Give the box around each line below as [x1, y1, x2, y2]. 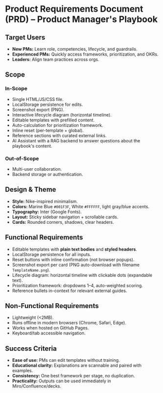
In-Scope [5, 85, 28, 92]
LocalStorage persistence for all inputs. [12, 251, 91, 257]
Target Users [5, 33, 45, 41]
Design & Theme [5, 185, 56, 194]
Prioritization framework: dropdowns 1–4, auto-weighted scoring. [12, 282, 143, 288]
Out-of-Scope [5, 155, 39, 162]
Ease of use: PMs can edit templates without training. [12, 357, 120, 363]
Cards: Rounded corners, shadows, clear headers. [12, 219, 114, 225]
